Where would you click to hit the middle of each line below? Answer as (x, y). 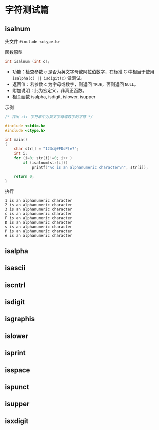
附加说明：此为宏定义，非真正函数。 (50, 90)
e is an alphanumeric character (39, 236)
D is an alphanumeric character (39, 223)
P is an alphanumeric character (39, 231)
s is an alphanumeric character (39, 227)
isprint (15, 353)
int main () (16, 140)
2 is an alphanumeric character (39, 205)
